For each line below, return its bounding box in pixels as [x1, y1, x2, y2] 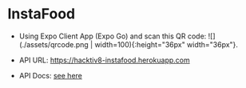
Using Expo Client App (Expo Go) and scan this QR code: [18, 31, 207, 41]
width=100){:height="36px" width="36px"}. [94, 39, 239, 49]
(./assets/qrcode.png [18, 39, 89, 49]
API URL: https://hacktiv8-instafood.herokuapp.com [18, 55, 190, 65]
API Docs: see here [18, 70, 83, 80]
